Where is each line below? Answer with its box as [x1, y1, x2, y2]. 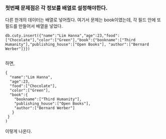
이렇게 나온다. [5, 128, 33, 134]
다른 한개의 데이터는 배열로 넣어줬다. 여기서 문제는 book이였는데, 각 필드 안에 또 [5, 17, 161, 23]
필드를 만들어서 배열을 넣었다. [5, 23, 63, 29]
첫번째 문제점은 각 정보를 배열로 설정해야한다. [5, 4, 108, 11]
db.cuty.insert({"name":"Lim [5, 33, 66, 38]
